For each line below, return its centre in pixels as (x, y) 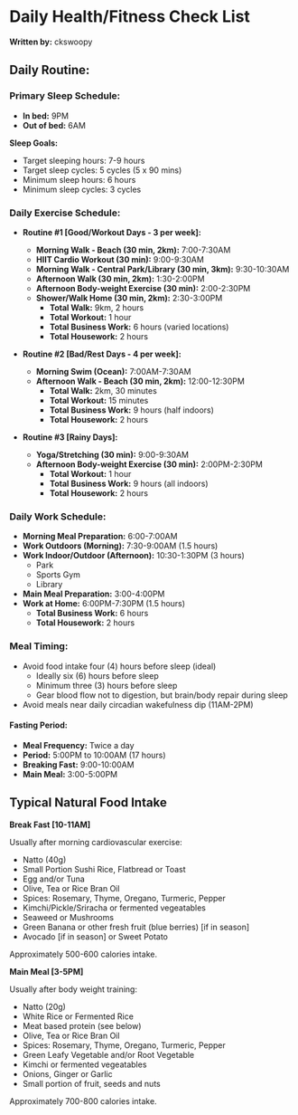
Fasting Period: (38, 725)
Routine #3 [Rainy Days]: (70, 437)
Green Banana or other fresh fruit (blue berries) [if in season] (136, 927)
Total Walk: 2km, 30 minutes (103, 390)
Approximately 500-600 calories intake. (84, 954)
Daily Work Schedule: (58, 516)
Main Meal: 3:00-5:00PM (70, 774)
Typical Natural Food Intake (88, 803)
